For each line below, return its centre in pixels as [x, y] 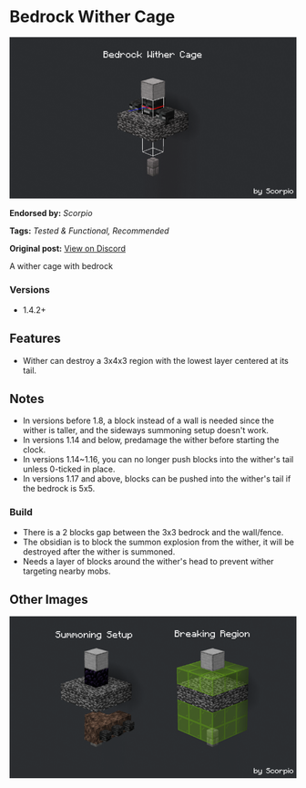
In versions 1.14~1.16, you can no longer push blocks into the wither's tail [158, 460]
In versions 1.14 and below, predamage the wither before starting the [151, 441]
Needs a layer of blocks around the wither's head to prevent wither [148, 561]
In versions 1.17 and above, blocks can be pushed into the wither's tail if [157, 479]
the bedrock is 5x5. [59, 489]
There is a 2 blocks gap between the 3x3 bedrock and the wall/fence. [153, 532]
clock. [34, 450]
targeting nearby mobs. [66, 571]
